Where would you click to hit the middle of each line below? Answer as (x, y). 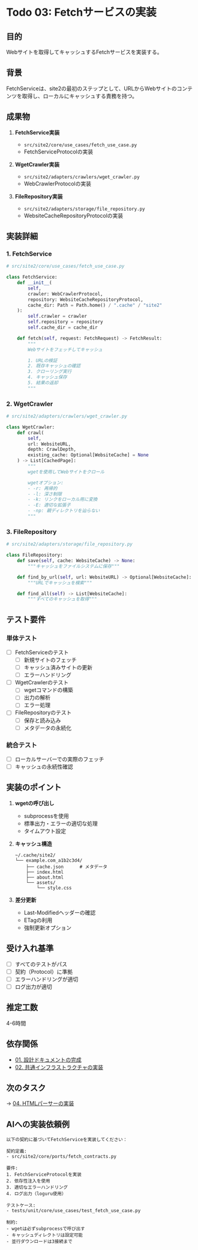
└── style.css (54, 888)
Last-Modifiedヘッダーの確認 (60, 912)
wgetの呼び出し (34, 803)
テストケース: (21, 1205)
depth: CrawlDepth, (52, 450)
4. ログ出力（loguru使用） (36, 1194)
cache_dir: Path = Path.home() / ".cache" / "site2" (95, 305)
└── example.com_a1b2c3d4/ (49, 860)
